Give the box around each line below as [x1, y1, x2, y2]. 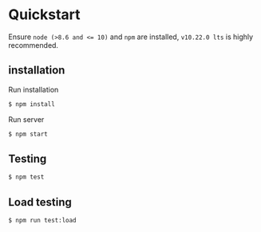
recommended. [8, 40, 58, 49]
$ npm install [8, 100, 56, 108]
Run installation [8, 85, 59, 94]
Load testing [8, 195, 72, 209]
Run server [8, 114, 45, 124]
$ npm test [8, 173, 45, 181]
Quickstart [8, 6, 81, 24]
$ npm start [8, 130, 48, 138]
